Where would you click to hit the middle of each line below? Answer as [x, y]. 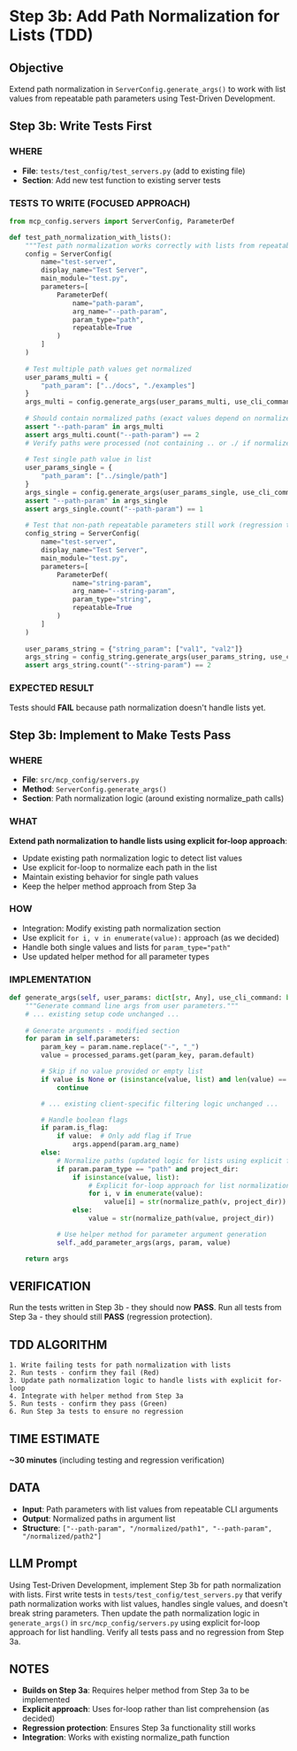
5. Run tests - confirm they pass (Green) [88, 1404]
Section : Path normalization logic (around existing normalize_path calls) [153, 798]
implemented [46, 1700]
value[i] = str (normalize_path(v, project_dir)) [195, 1202]
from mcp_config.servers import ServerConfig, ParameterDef [122, 221]
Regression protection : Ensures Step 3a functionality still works [139, 1728]
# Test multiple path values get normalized [108, 369]
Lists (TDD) [51, 35]
